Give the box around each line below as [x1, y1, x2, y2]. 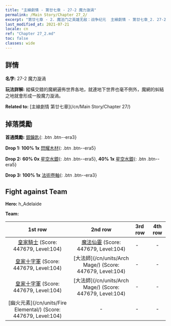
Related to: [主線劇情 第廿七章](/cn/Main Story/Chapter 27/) [5, 103, 131, 110]
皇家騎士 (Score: [17, 239, 58, 246]
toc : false [5, 36, 28, 41]
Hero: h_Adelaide [5, 201, 42, 207]
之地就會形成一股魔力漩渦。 [5, 92, 64, 98]
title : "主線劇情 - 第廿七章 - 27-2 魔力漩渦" [5, 7, 97, 13]
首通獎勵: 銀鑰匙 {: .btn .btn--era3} [5, 134, 77, 140]
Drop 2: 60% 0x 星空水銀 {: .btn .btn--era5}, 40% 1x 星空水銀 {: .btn [5, 156, 147, 162]
